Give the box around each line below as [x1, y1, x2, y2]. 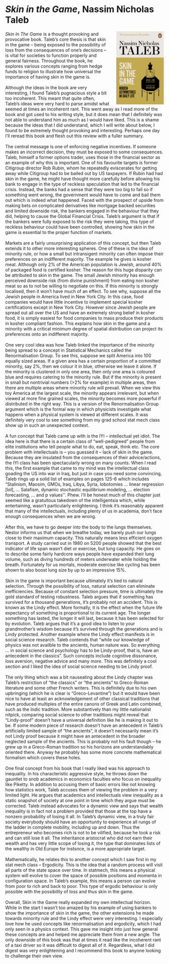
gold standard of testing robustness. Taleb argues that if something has [5, 594, 153, 600]
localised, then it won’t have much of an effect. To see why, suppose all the [5, 288, 161, 294]
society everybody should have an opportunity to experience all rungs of [5, 819, 156, 825]
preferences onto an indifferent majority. [5, 331, 89, 337]
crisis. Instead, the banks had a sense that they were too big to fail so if [5, 186, 153, 192]
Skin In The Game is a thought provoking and [5, 31, 99, 37]
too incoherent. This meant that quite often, [5, 95, 95, 101]
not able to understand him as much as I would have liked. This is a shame [5, 117, 159, 123]
